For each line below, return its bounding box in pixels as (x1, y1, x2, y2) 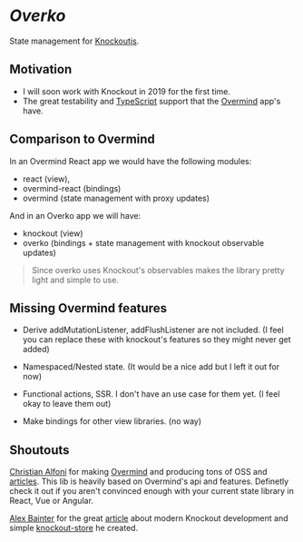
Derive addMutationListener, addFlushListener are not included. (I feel (22, 324, 284, 336)
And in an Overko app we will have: (9, 210, 142, 221)
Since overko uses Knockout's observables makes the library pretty (31, 264, 285, 275)
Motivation (9, 62, 73, 77)
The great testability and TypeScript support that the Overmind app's (22, 95, 281, 106)
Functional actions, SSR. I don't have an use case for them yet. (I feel (22, 389, 280, 399)
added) (22, 344, 50, 355)
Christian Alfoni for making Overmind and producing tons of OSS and (9, 467, 268, 478)
